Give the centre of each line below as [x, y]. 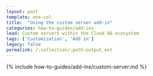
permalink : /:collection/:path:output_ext [59, 50]
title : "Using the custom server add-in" [59, 22]
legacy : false [24, 45]
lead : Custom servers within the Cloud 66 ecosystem [73, 34]
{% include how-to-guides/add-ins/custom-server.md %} [76, 67]
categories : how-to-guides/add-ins [50, 28]
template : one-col [29, 17]
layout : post [22, 11]
